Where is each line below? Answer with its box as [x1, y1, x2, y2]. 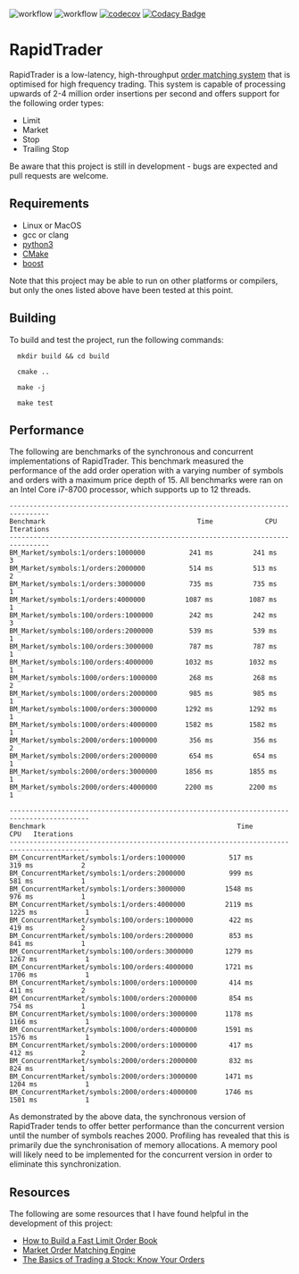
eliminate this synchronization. [9, 1159, 122, 1169]
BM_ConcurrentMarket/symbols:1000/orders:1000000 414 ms [9, 978, 253, 987]
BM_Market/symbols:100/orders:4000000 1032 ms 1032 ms [9, 658, 278, 667]
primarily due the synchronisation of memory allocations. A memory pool [9, 1140, 278, 1151]
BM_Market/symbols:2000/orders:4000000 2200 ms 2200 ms [9, 783, 278, 792]
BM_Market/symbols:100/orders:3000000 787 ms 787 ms [9, 642, 278, 651]
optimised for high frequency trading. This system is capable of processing [9, 79, 286, 89]
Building [9, 311, 56, 326]
